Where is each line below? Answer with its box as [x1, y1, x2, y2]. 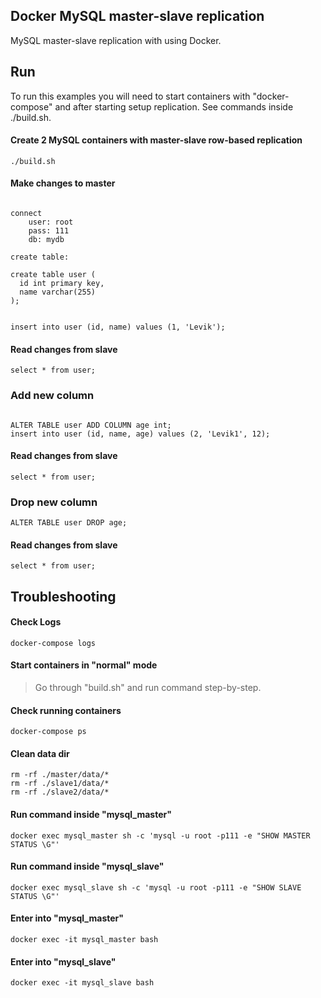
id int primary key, [19, 279, 105, 289]
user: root [28, 217, 74, 228]
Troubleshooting [10, 588, 117, 605]
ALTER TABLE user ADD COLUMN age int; [10, 420, 172, 430]
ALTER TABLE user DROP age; [10, 518, 128, 528]
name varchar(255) [19, 287, 97, 298]
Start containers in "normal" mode [10, 659, 158, 671]
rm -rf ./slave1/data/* [10, 779, 110, 789]
